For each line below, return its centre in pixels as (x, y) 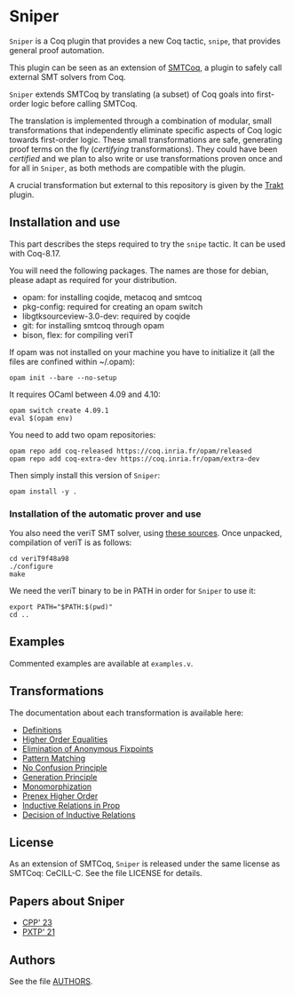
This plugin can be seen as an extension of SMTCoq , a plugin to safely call (146, 67)
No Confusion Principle (64, 767)
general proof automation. (57, 50)
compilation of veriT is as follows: (71, 542)
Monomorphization (57, 786)
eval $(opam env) (41, 418)
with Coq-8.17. (35, 253)
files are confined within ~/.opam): (72, 361)
